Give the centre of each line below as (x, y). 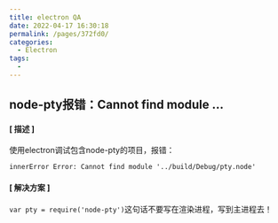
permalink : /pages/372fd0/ (59, 34)
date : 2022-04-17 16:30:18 (59, 26)
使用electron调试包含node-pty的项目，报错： (92, 150)
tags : (19, 58)
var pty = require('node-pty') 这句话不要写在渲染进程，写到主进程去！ (141, 209)
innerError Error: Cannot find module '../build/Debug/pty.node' (132, 167)
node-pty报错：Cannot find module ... (117, 105)
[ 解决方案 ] (30, 188)
